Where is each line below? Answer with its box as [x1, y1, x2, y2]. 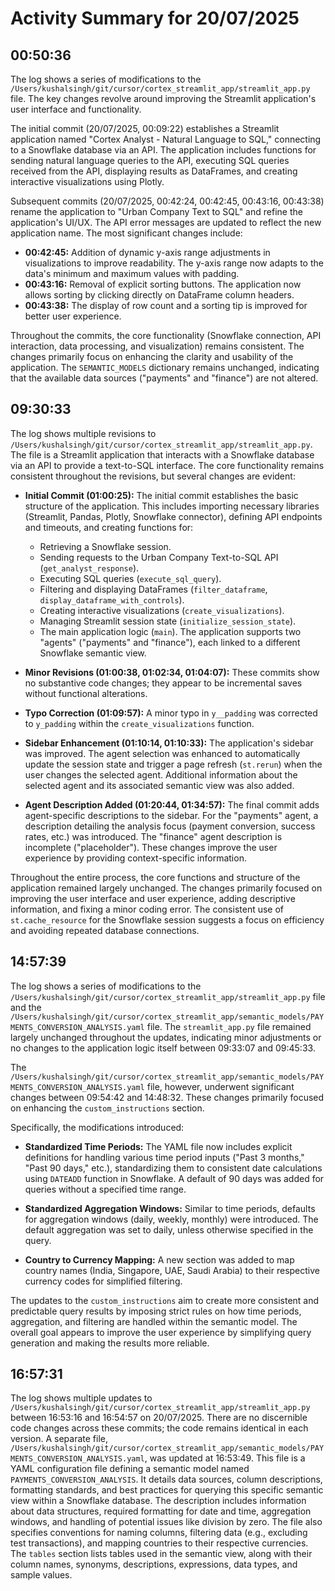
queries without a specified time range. [24, 1183, 187, 1195]
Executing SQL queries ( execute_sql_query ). [39, 572, 222, 584]
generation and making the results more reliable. [10, 1337, 210, 1349]
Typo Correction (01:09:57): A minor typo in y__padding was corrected [24, 707, 318, 719]
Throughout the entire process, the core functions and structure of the [10, 871, 301, 883]
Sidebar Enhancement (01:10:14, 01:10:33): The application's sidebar [24, 737, 314, 749]
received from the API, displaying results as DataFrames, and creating [10, 165, 298, 177]
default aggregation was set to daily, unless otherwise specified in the [24, 1223, 314, 1236]
